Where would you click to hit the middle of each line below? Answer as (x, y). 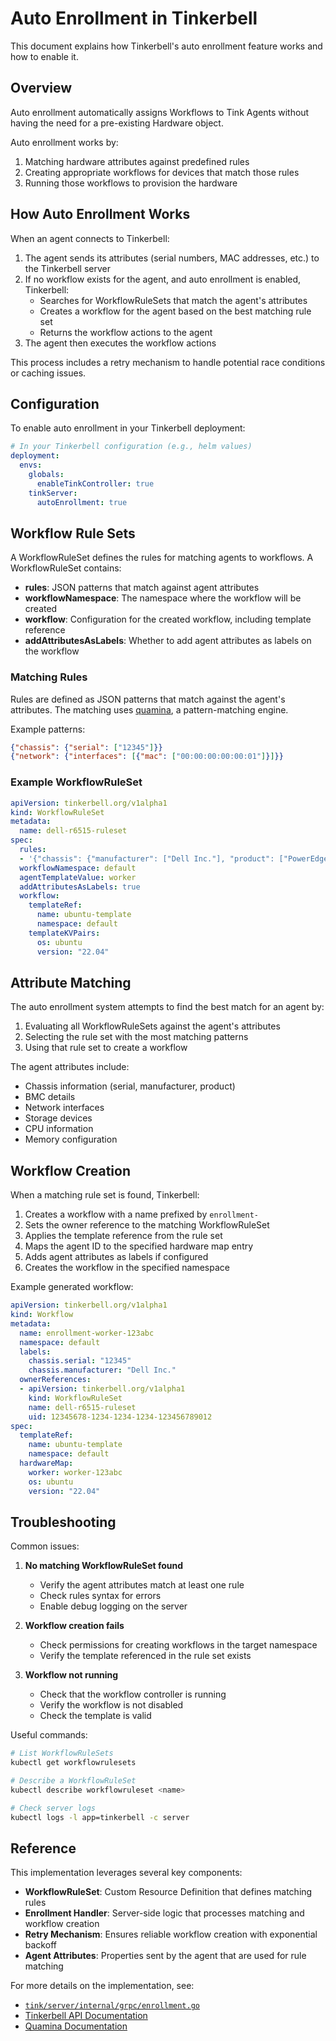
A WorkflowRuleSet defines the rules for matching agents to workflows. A (162, 558)
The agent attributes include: (70, 1067)
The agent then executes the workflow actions (120, 343)
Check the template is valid (95, 1716)
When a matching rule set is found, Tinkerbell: (105, 1195)
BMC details (50, 1097)
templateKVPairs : (64, 933)
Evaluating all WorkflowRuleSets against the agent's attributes (152, 1026)
